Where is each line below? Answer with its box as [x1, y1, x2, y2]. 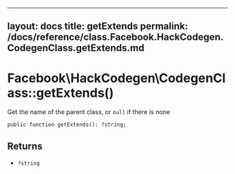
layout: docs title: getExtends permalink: [7, 20, 189, 32]
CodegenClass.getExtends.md [7, 42, 145, 54]
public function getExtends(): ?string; [7, 121, 127, 129]
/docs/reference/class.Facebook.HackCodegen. [7, 31, 224, 43]
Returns [7, 140, 43, 152]
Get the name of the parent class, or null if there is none [7, 108, 171, 116]
